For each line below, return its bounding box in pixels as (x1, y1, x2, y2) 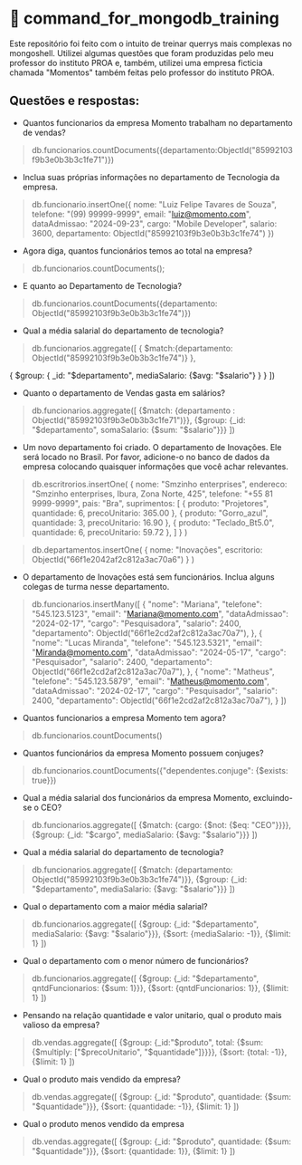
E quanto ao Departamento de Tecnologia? (22, 280, 183, 291)
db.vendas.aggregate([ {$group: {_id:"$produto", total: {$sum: (31, 1036, 264, 1047)
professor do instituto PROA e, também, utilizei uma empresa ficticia (9, 57, 264, 68)
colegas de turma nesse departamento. (22, 581, 170, 592)
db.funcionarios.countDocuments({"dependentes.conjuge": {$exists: (31, 765, 288, 775)
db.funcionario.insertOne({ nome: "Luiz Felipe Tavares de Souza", (31, 198, 278, 209)
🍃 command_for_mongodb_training (9, 8, 280, 29)
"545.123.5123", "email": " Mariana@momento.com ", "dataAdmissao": (31, 608, 289, 619)
